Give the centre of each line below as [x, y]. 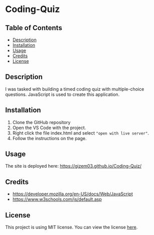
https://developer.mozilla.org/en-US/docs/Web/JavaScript [72, 194]
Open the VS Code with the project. [49, 128]
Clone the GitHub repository [41, 122]
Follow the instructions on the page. [49, 138]
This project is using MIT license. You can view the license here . [71, 227]
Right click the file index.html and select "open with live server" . [81, 133]
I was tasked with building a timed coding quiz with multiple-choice [75, 89]
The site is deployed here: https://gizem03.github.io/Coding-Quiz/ [73, 166]
